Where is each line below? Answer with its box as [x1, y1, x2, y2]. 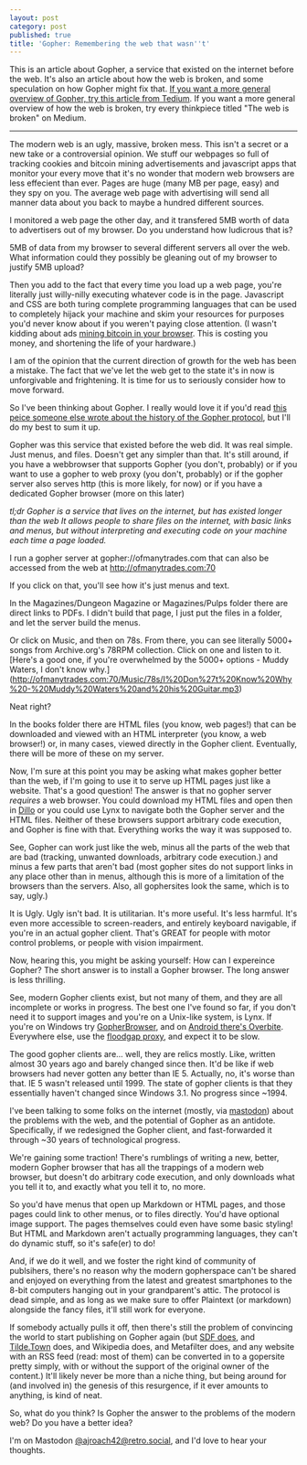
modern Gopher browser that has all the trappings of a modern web [9, 1162, 265, 1173]
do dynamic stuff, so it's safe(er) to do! [9, 1238, 155, 1249]
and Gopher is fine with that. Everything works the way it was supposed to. [9, 824, 292, 835]
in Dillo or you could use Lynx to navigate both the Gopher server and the [9, 805, 285, 816]
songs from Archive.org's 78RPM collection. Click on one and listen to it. [9, 645, 281, 656]
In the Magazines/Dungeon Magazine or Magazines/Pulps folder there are [9, 598, 289, 609]
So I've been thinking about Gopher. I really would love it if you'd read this [9, 402, 288, 413]
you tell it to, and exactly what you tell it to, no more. [9, 1182, 206, 1192]
